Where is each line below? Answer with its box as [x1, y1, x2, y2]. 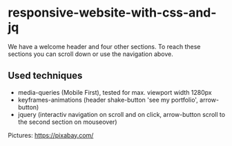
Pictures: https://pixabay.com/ [8, 131, 94, 139]
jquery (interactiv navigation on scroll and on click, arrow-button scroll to [17, 110, 226, 118]
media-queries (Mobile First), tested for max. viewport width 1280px [17, 88, 213, 96]
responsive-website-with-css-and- [8, 5, 217, 21]
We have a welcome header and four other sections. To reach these [8, 42, 201, 51]
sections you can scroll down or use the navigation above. [8, 50, 173, 58]
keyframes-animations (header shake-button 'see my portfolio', [17, 95, 199, 104]
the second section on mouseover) [17, 118, 117, 126]
